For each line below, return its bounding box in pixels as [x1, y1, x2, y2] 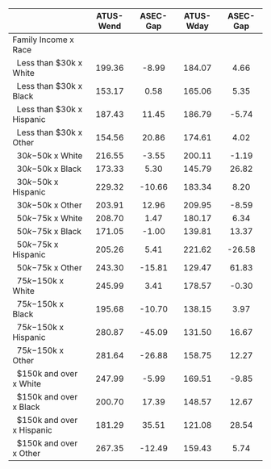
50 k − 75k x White [16, 213, 83, 224]
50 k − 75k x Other [16, 262, 82, 273]
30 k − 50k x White [16, 150, 83, 161]
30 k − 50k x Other [16, 199, 82, 211]
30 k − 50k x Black [16, 163, 82, 174]
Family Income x [12, 34, 75, 45]
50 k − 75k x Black [16, 226, 82, 237]
